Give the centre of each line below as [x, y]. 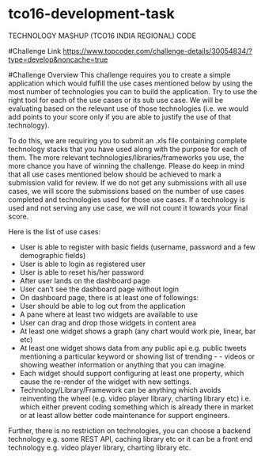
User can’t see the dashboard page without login [99, 289]
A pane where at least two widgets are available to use [109, 314]
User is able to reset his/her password [81, 272]
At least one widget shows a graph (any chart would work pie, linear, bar [138, 331]
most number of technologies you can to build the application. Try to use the [133, 91]
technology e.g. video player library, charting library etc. [100, 447]
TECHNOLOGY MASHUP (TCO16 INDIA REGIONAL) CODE [102, 36]
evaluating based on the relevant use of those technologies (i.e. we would [129, 108]
